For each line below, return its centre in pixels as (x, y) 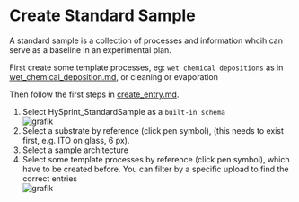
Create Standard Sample (102, 16)
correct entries (50, 178)
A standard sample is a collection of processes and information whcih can (146, 40)
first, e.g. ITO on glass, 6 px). (76, 140)
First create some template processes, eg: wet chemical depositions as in (146, 67)
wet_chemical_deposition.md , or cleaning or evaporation (114, 76)
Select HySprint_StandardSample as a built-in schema (124, 111)
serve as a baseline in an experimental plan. (91, 49)
